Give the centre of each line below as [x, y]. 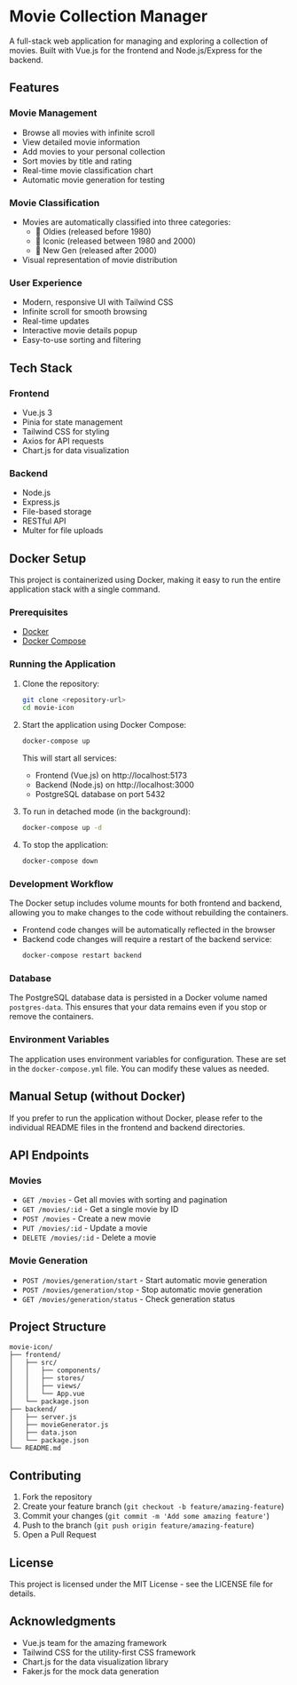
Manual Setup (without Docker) [98, 1096]
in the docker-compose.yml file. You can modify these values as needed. [139, 1068]
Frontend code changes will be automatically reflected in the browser [148, 930]
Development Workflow [61, 883]
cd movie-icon [48, 708]
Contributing [45, 1476]
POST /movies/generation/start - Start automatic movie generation [145, 1280]
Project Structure [58, 1326]
